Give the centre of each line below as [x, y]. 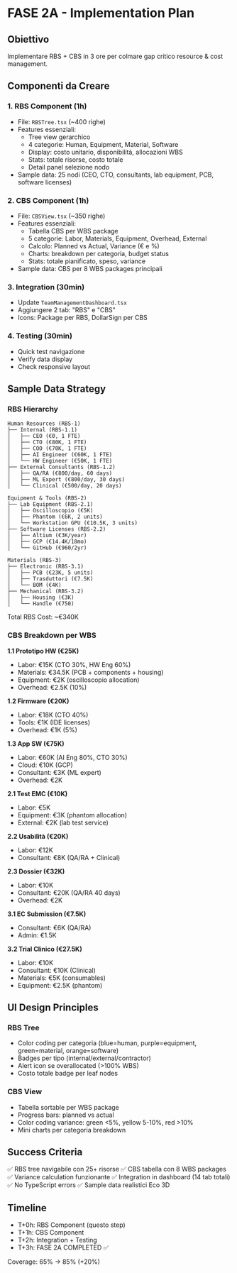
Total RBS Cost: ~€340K [43, 617]
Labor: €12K [35, 850]
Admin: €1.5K [37, 935]
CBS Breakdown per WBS [52, 635]
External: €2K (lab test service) [63, 822]
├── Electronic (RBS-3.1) [45, 567]
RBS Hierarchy [33, 409]
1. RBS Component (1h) [47, 106]
